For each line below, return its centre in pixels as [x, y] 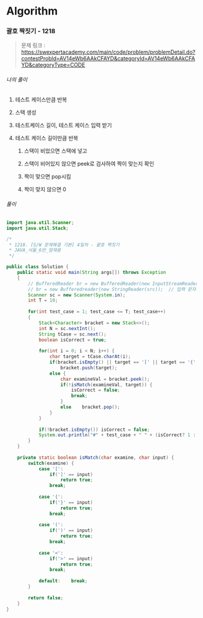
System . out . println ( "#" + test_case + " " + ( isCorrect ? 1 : [117, 435]
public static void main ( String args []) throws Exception [92, 273]
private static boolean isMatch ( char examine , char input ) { [96, 457]
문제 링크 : [33, 45]
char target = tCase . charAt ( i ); [90, 357]
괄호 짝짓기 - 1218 [31, 31]
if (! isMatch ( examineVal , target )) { [106, 384]
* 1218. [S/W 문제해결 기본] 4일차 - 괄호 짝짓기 [64, 245]
